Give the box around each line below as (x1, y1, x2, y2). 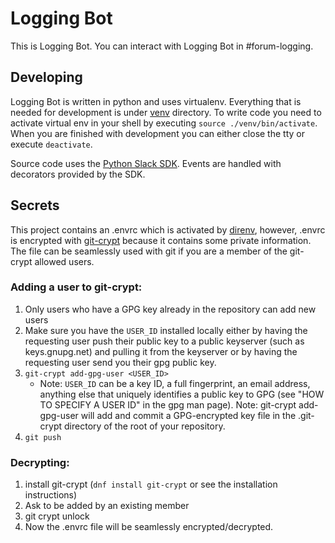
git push (24, 432, 62, 442)
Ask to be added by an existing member (24, 500, 190, 512)
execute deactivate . (10, 138, 93, 150)
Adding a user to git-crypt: (10, 280, 143, 294)
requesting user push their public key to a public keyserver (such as (24, 335, 305, 347)
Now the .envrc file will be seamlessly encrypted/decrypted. (24, 521, 274, 533)
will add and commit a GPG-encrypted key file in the (80, 409, 297, 421)
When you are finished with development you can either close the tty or (10, 127, 305, 139)
